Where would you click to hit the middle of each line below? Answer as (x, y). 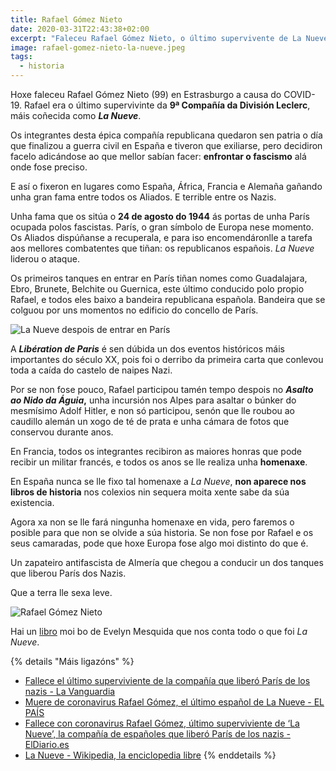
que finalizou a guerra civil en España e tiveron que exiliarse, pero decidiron (166, 145)
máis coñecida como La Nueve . (76, 115)
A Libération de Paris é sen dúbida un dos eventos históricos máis (147, 349)
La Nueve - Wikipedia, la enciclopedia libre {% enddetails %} (150, 755)
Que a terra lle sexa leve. (61, 592)
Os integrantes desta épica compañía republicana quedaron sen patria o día (166, 135)
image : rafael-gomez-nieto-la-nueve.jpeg (98, 47)
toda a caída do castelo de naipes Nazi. (91, 370)
